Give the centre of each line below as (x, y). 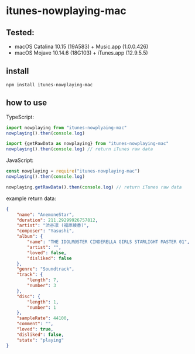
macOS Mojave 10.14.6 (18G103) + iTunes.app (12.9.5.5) (81, 53)
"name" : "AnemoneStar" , (46, 215)
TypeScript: (20, 117)
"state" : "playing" (40, 340)
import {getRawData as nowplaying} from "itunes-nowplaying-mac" (87, 144)
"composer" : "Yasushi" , (46, 231)
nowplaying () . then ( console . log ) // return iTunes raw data (80, 149)
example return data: (31, 198)
